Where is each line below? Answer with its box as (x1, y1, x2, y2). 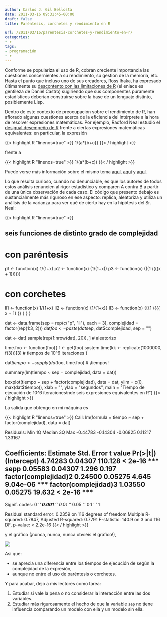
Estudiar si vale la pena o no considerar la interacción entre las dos (12, 590, 151, 596)
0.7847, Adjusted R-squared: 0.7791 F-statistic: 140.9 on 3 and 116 (24, 516, 160, 522)
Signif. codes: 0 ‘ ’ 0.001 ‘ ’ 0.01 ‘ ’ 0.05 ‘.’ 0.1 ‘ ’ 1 (5, 501, 100, 507)
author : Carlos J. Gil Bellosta (5, 7, 72, 12)
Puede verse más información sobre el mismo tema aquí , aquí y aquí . (5, 168, 147, 175)
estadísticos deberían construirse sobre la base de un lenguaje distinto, (5, 93, 152, 100)
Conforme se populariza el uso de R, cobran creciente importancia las (5, 67, 149, 73)
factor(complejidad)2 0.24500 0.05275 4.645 (5, 473, 151, 481)
